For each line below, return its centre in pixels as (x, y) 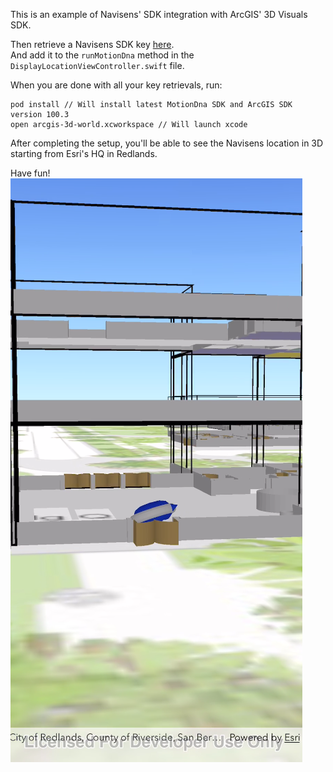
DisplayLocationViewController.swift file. (97, 65)
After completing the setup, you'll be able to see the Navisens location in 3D (167, 143)
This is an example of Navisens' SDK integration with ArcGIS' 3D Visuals (159, 14)
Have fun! (30, 173)
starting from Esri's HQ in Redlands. (84, 153)
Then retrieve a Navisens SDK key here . (92, 44)
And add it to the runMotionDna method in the (102, 55)
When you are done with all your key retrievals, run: (116, 85)
